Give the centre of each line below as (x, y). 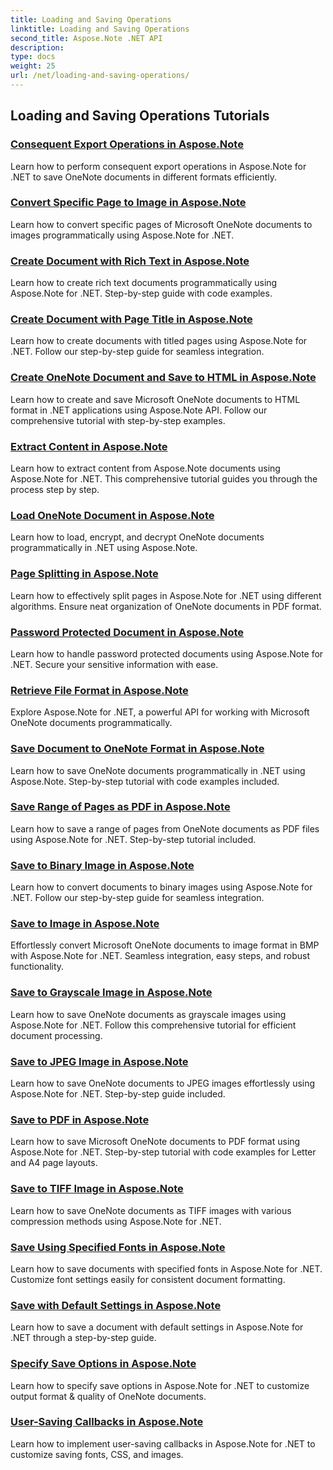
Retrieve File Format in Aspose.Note (99, 690)
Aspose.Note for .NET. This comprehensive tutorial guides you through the (164, 479)
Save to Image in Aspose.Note (85, 924)
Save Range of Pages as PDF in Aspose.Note (120, 807)
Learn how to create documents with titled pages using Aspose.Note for (159, 341)
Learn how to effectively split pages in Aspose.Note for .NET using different (166, 595)
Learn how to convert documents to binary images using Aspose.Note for (161, 887)
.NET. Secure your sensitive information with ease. (114, 664)
